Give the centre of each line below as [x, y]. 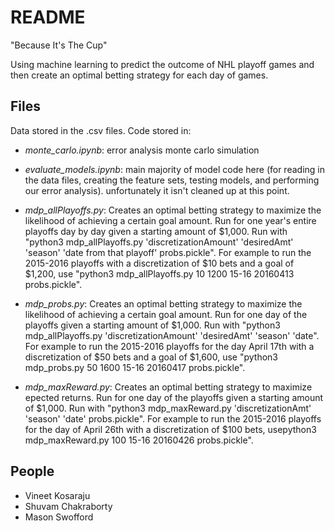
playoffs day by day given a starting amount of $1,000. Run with [156, 231]
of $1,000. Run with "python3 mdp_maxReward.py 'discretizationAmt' [168, 408]
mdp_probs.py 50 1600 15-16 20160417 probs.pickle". [135, 367]
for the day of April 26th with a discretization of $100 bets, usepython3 [170, 429]
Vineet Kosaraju [57, 495]
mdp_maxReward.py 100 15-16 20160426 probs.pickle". [139, 440]
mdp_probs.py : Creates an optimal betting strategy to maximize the [163, 303]
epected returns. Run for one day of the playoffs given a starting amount [174, 397]
